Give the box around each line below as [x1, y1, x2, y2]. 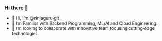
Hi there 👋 [4, 4, 29, 11]
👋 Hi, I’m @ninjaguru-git [11, 15, 59, 21]
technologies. [11, 31, 39, 37]
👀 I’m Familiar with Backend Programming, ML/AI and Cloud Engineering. [11, 20, 158, 26]
